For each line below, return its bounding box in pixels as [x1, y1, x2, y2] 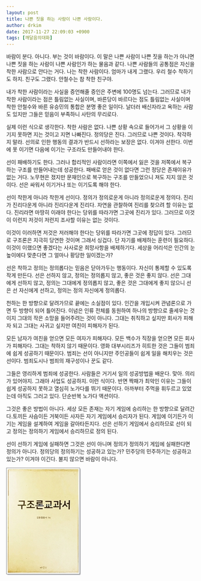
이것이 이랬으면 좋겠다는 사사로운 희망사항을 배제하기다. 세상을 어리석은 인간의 [6, 244, 189, 251]
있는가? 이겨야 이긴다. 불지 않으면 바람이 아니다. [6, 456, 118, 463]
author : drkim [6, 22, 42, 28]
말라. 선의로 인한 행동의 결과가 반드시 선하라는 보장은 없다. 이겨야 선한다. [12, 139, 182, 146]
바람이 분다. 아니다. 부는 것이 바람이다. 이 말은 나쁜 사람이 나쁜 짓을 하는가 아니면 [6, 53, 195, 60]
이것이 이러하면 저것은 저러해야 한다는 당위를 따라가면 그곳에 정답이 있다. [6, 229, 176, 236]
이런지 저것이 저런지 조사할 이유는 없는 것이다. [12, 216, 120, 224]
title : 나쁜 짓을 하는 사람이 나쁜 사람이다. [6, 16, 103, 22]
